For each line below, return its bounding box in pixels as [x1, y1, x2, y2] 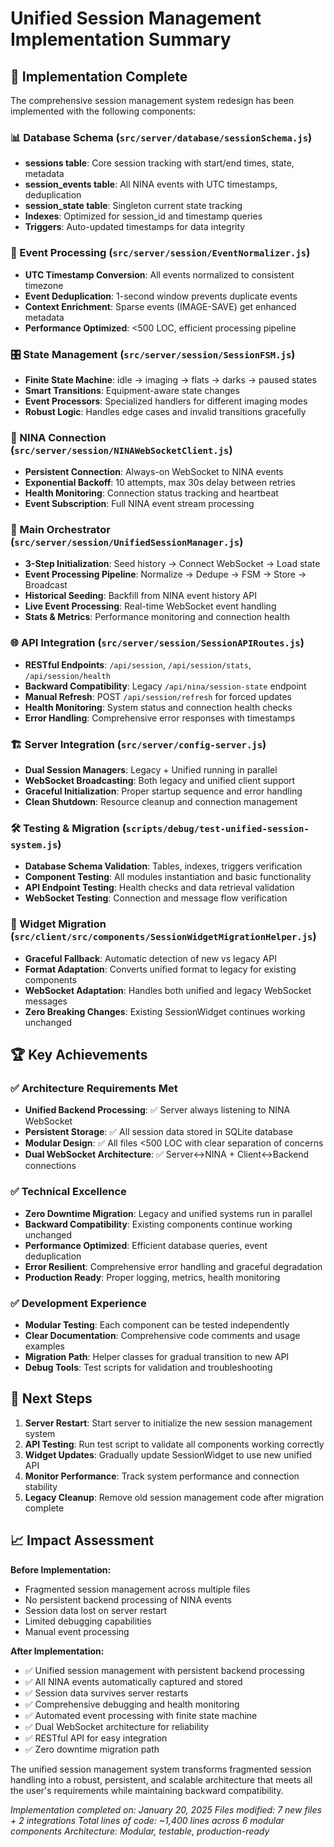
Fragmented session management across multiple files [24, 1583, 251, 1595]
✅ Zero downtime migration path [24, 1743, 160, 1755]
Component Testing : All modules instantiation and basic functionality [24, 871, 312, 883]
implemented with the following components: [10, 105, 197, 117]
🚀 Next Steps [10, 1390, 93, 1407]
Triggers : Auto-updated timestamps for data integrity [24, 221, 246, 233]
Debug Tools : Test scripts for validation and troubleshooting [24, 1361, 273, 1373]
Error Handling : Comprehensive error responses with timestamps [24, 712, 296, 724]
